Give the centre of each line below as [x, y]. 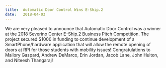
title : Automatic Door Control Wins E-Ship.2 [54, 10]
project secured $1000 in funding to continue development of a [70, 39]
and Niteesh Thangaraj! [29, 60]
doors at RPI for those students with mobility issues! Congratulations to [78, 50]
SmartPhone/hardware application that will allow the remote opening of [78, 44]
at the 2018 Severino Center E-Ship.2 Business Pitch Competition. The [77, 34]
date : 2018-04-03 [25, 14]
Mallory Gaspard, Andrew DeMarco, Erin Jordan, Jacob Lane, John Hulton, [82, 55]
